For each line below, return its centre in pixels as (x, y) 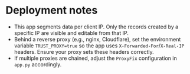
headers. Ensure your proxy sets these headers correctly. (84, 52)
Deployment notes (52, 10)
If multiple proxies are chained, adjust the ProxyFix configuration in (96, 58)
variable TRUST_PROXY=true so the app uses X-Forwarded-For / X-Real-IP (99, 46)
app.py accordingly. (38, 64)
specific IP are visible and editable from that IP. (71, 33)
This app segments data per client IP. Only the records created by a (96, 27)
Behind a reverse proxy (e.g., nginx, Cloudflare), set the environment (97, 39)
